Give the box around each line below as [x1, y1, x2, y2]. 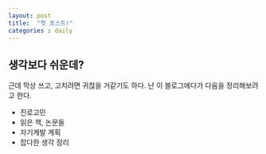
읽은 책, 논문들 [19, 117, 65, 128]
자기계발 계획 [19, 128, 61, 137]
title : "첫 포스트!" [8, 19, 73, 27]
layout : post [8, 11, 52, 20]
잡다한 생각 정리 [19, 137, 69, 148]
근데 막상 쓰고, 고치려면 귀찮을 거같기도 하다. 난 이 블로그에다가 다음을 [8, 81, 225, 90]
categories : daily [8, 26, 73, 34]
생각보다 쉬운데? [8, 57, 84, 72]
